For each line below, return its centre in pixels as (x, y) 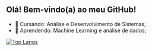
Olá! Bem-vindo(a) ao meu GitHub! (71, 10)
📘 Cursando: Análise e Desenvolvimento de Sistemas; (80, 24)
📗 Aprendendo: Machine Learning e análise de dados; (80, 30)
